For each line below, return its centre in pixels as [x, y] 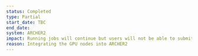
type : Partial [24, 17]
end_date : [18, 28]
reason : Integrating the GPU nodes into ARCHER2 [67, 44]
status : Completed [29, 11]
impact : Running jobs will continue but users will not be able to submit [100, 38]
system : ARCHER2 [26, 33]
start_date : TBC [26, 22]
